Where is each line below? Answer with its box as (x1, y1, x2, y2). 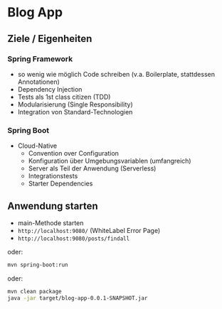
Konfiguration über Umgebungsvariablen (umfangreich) (28, 157, 191, 166)
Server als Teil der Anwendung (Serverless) (28, 164, 157, 173)
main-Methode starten (17, 218, 84, 227)
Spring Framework (7, 54, 73, 64)
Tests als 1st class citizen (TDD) (17, 92, 111, 101)
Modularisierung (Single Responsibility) (17, 100, 133, 109)
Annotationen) (17, 77, 60, 86)
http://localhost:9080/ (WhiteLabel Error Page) (17, 226, 161, 234)
